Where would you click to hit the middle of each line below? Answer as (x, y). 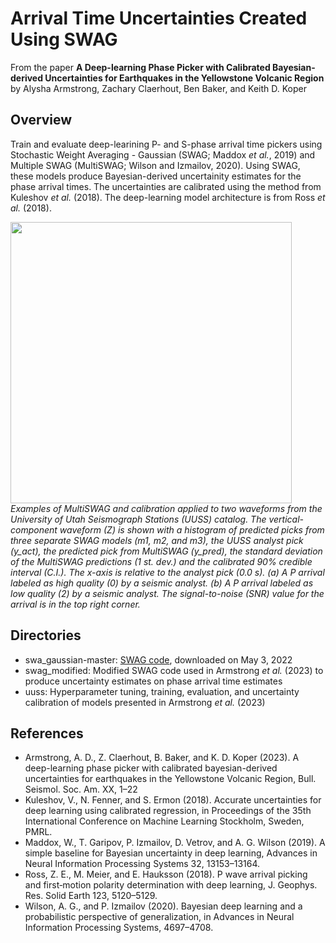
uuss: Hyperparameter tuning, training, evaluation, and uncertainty (162, 691)
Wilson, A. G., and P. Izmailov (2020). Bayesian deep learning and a (163, 906)
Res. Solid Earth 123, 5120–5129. (91, 896)
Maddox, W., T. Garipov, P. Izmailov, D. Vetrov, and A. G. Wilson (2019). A (175, 843)
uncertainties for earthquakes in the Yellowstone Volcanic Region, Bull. (170, 779)
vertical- (286, 519)
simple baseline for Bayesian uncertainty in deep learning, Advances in (171, 853)
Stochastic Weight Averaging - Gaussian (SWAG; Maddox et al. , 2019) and (163, 154)
